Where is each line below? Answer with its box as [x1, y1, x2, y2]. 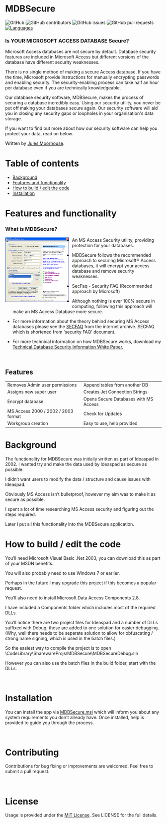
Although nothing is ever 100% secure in [72, 298, 155, 304]
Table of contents [5, 158, 80, 169]
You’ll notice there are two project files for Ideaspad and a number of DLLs [5, 619, 158, 625]
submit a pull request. [5, 769, 50, 775]
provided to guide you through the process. [5, 720, 94, 726]
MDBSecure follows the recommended [72, 252, 152, 258]
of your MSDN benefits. [5, 560, 54, 566]
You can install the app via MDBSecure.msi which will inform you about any [5, 709, 160, 715]
